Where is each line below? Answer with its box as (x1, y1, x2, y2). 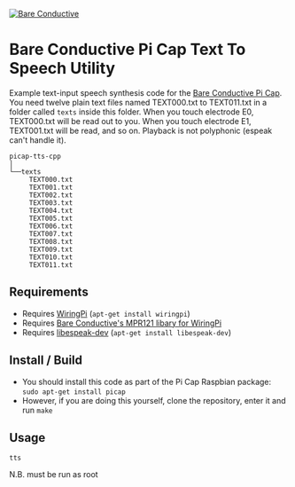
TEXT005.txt (28, 214, 74, 223)
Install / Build (9, 353, 82, 368)
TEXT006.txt (28, 222, 74, 231)
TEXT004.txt (28, 206, 74, 215)
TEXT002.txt (28, 191, 74, 200)
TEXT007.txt (28, 229, 74, 239)
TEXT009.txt (28, 245, 74, 254)
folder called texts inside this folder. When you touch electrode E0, (9, 106, 254, 117)
